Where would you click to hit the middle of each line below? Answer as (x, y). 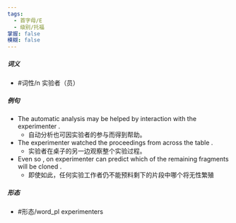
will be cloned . (40, 166)
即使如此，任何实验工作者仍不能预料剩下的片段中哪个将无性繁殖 (121, 175)
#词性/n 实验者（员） (48, 83)
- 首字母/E (28, 21)
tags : (15, 14)
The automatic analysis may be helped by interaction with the (107, 119)
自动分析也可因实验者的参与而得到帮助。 (87, 135)
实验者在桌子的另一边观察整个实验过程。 (87, 151)
